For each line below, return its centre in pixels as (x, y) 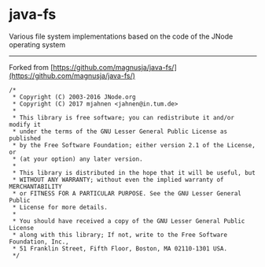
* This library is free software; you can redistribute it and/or (123, 117)
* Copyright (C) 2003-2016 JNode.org (74, 97)
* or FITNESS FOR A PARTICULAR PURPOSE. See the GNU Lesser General (127, 193)
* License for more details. (60, 207)
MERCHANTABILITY (35, 187)
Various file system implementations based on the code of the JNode (121, 36)
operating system (37, 44)
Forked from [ (31, 67)
